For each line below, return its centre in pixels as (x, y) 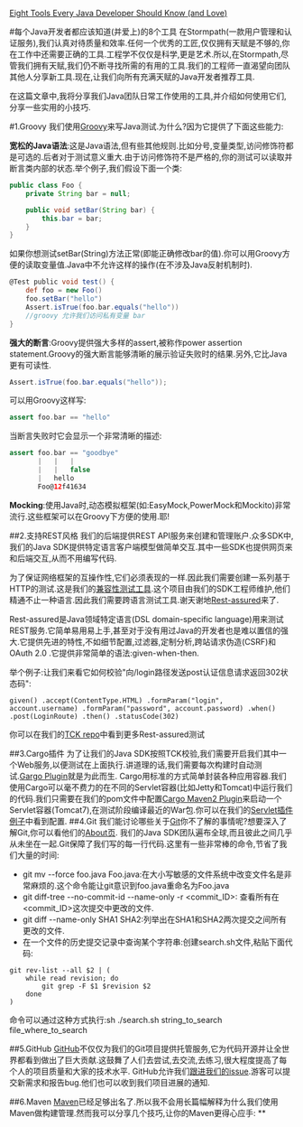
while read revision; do (72, 978)
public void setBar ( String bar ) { (90, 210)
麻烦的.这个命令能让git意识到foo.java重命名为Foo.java (130, 885)
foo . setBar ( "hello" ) (64, 299)
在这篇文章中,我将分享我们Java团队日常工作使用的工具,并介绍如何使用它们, (148, 96)
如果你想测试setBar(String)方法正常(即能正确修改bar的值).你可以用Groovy (146, 254)
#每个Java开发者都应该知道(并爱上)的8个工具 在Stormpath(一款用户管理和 (147, 32)
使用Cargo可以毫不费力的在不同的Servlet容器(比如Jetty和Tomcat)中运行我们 (151, 787)
